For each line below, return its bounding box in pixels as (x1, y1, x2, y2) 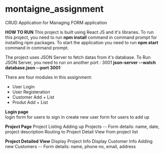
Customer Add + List (12, 94, 55, 100)
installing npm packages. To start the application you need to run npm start (5, 39, 159, 45)
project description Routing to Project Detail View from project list (5, 128, 138, 134)
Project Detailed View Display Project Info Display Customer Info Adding (5, 138, 153, 144)
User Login (12, 83, 35, 89)
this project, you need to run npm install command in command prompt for (5, 34, 157, 40)
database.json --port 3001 (5, 65, 61, 71)
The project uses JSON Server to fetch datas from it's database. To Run (5, 54, 151, 60)
